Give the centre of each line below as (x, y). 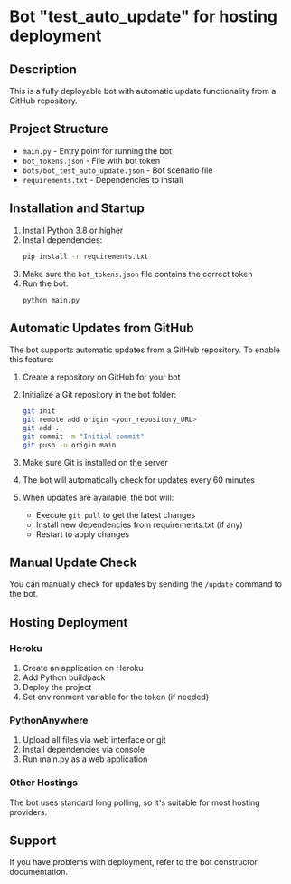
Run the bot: (45, 283)
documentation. (39, 872)
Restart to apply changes (83, 534)
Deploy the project (57, 687)
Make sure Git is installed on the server (95, 462)
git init (39, 411)
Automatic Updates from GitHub (102, 328)
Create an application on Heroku (83, 668)
